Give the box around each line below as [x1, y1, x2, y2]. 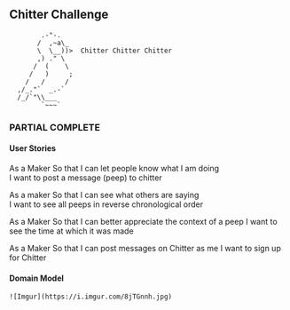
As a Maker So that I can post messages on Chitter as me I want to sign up [9, 242, 281, 253]
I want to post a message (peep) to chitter [9, 172, 162, 183]
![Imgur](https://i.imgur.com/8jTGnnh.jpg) [9, 292, 173, 301]
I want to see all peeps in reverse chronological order [9, 199, 204, 210]
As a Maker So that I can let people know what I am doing [9, 163, 220, 173]
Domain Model [9, 273, 65, 283]
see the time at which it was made [9, 226, 135, 236]
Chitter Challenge [9, 7, 109, 22]
